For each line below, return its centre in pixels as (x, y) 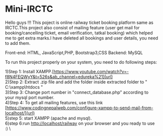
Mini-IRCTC (29, 9)
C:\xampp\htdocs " (24, 87)
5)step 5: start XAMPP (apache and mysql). (48, 118)
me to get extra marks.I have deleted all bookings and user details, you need (81, 38)
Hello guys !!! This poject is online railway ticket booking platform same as (79, 22)
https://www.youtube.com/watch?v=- (91, 71)
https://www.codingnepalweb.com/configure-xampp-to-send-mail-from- (80, 108)
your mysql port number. (30, 97)
